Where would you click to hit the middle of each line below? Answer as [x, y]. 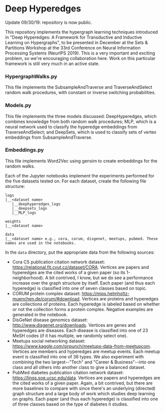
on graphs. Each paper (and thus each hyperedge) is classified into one [85, 399]
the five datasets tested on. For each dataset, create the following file [76, 181]
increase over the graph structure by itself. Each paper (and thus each [84, 283]
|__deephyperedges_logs [36, 204]
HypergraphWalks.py [31, 76]
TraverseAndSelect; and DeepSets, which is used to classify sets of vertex [81, 132]
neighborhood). [28, 278]
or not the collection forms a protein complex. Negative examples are [82, 309]
